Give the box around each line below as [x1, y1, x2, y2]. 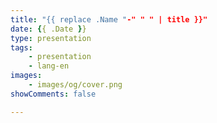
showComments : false [10, 89, 97, 99]
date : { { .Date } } [10, 24, 87, 34]
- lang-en [28, 61, 70, 71]
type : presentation [10, 33, 92, 43]
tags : [10, 42, 33, 53]
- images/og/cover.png [28, 80, 123, 90]
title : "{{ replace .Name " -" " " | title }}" [10, 14, 208, 25]
